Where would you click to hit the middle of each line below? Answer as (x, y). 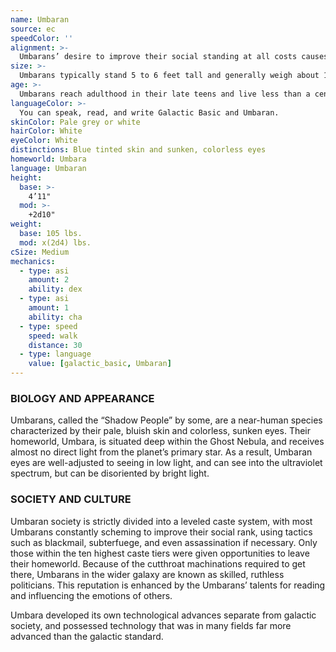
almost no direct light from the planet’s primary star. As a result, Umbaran (161, 452)
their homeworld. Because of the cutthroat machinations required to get (158, 563)
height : (26, 177)
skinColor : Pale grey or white (75, 122)
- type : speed (48, 326)
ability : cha (55, 317)
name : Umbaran (40, 19)
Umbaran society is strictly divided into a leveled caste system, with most (161, 521)
